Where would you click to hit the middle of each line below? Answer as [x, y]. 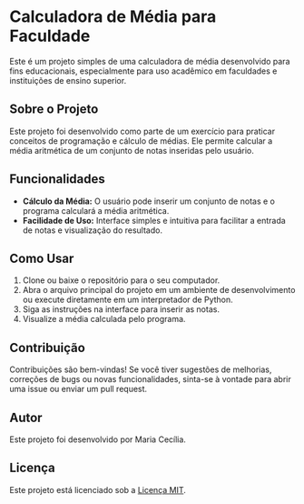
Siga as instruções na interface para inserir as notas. [121, 309]
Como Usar [42, 258]
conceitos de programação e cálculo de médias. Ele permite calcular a [141, 141]
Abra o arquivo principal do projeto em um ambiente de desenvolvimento [159, 290]
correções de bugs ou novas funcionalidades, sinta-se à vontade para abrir [151, 379]
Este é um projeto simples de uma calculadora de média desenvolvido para [150, 61]
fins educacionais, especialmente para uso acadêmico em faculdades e [143, 71]
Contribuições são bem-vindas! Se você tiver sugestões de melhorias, [141, 369]
